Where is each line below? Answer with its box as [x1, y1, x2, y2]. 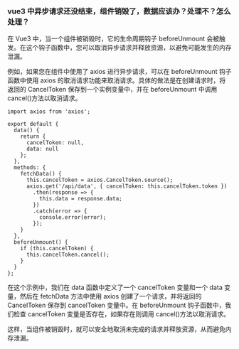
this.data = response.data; [38, 195, 122, 203]
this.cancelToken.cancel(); [26, 251, 110, 259]
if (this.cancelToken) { [20, 245, 94, 252]
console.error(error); [38, 214, 107, 221]
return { [20, 133, 46, 140]
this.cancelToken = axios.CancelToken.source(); [26, 176, 174, 184]
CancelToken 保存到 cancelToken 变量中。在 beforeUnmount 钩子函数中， [7, 301, 225, 310]
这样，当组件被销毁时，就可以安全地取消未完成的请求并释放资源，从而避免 [7, 325, 225, 333]
